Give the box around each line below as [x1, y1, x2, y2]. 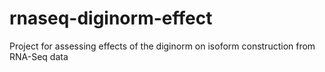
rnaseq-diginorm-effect [9, 7, 213, 30]
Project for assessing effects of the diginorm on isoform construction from [9, 40, 316, 52]
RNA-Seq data [9, 50, 69, 62]
